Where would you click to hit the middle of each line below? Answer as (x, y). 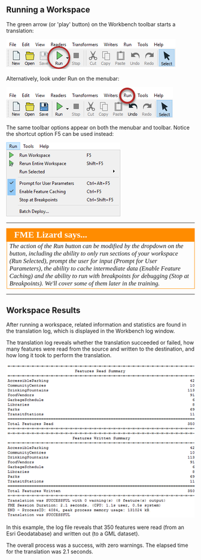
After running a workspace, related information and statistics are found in (96, 325)
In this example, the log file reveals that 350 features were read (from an (95, 527)
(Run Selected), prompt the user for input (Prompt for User (83, 261)
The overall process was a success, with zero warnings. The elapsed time (97, 545)
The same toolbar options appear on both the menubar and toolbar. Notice (98, 127)
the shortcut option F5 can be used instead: (60, 133)
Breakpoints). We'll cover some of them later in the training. (85, 283)
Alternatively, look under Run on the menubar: (63, 78)
